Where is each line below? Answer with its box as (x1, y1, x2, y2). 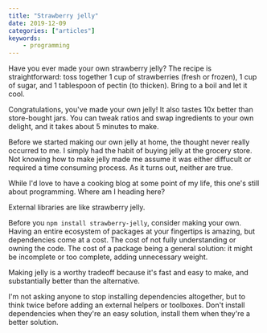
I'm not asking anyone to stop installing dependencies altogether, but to (8, 292, 246, 302)
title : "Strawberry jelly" (8, 11, 99, 20)
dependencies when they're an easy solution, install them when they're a (8, 309, 251, 319)
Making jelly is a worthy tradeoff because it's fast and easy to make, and (8, 268, 249, 278)
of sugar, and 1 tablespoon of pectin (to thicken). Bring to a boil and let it (8, 81, 248, 91)
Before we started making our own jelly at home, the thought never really (8, 137, 250, 147)
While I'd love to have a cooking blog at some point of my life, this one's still (8, 178, 260, 189)
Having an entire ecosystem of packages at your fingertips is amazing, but (8, 226, 256, 237)
